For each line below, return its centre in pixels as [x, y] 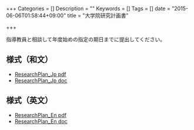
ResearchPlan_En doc [41, 121]
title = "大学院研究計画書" [98, 15]
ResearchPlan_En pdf [40, 115]
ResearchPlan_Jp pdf [40, 74]
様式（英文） [29, 100]
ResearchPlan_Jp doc [41, 80]
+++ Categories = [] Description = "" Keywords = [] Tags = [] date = [88, 9]
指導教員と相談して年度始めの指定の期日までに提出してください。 [86, 39]
